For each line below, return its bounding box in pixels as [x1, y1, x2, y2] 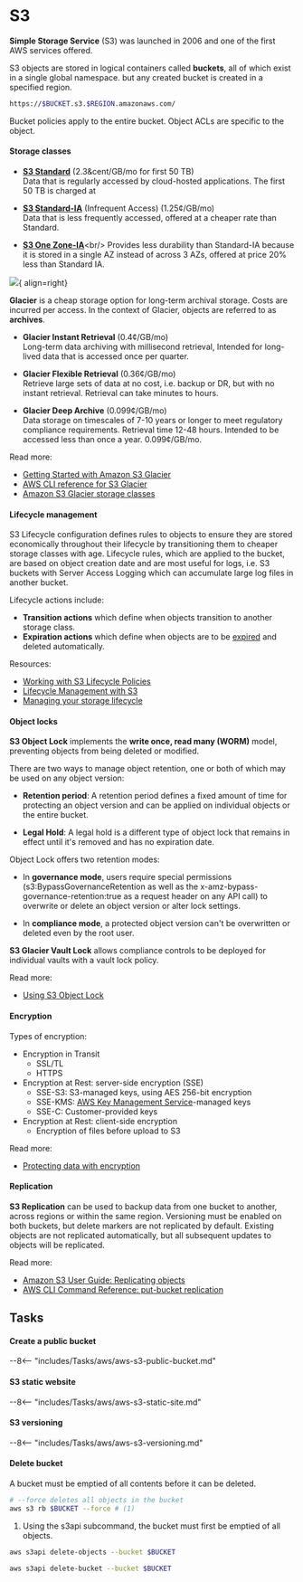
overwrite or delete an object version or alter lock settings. [22, 901, 241, 912]
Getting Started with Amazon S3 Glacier [22, 469, 172, 480]
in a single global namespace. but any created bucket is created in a [9, 71, 264, 82]
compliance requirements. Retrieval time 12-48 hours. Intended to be [22, 424, 279, 435]
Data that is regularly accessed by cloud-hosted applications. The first [22, 175, 286, 186]
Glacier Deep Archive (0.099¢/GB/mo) [22, 405, 167, 416]
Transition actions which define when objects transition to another [22, 612, 273, 623]
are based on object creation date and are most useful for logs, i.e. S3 [9, 558, 270, 569]
